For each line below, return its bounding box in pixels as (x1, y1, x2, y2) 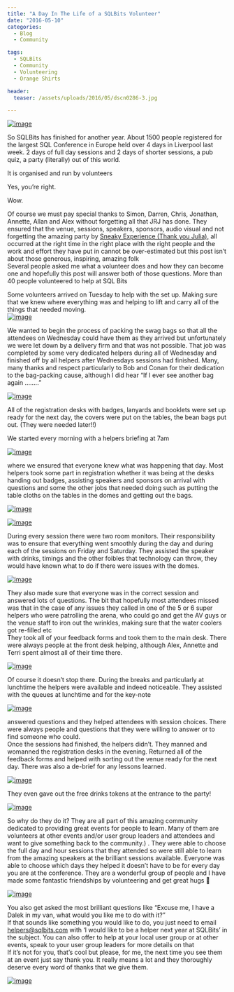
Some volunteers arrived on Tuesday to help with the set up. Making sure (7, 290, 218, 299)
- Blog (13, 29, 33, 37)
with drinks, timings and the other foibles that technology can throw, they (7, 555, 218, 563)
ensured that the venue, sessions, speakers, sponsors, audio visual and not (7, 225, 224, 233)
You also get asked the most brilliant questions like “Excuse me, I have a (7, 904, 215, 912)
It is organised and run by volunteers (7, 169, 113, 177)
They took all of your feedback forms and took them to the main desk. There (7, 634, 227, 642)
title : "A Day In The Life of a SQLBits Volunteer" (7, 10, 161, 18)
